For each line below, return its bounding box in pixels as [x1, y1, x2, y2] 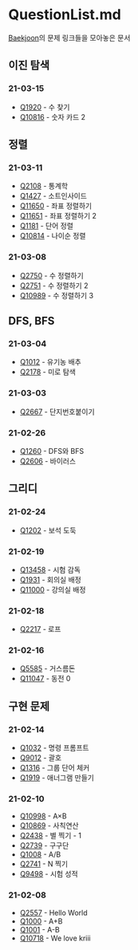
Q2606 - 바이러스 [19, 456, 77, 466]
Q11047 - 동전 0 [19, 674, 71, 684]
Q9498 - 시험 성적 [19, 869, 78, 879]
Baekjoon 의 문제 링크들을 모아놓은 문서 [8, 33, 131, 42]
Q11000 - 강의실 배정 [19, 585, 86, 594]
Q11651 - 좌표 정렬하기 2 [19, 211, 97, 221]
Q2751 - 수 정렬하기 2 [19, 281, 89, 290]
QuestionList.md [8, 6, 121, 24]
